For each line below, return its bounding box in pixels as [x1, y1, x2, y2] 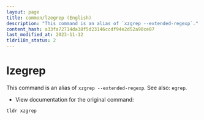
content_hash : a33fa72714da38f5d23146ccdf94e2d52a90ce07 [6, 26, 155, 32]
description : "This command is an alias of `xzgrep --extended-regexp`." [6, 20, 199, 26]
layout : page [6, 9, 40, 15]
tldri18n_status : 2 [6, 37, 56, 43]
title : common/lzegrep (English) [6, 15, 92, 21]
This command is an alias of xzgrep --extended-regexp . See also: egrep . [6, 84, 187, 91]
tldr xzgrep [6, 108, 37, 114]
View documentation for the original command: [15, 96, 134, 103]
